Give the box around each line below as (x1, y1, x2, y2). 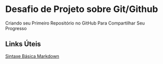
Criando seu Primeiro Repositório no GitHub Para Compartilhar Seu (5, 20, 145, 26)
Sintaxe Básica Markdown (5, 53, 60, 59)
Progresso (5, 25, 27, 31)
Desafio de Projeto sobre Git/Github (5, 3, 158, 15)
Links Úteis (5, 40, 42, 48)
